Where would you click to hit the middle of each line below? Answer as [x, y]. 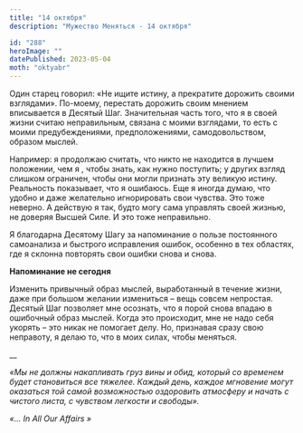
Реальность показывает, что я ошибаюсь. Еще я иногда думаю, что [140, 188]
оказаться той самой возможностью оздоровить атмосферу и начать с [149, 391]
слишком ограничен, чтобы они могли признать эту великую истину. [143, 178]
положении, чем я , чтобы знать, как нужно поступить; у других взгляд [147, 169]
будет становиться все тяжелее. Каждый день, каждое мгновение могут [151, 382]
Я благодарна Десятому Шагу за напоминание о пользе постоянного [143, 235]
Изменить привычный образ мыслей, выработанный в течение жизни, [146, 289]
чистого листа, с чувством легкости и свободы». [104, 401]
